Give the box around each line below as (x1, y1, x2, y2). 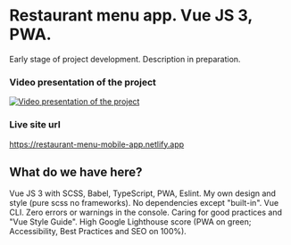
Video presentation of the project (9, 76, 156, 88)
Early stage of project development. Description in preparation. (9, 53, 241, 64)
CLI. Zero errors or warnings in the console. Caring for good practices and (9, 207, 283, 218)
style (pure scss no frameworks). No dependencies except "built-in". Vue (9, 198, 279, 208)
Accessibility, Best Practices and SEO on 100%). (9, 226, 187, 237)
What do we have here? (9, 164, 143, 179)
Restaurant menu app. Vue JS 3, (9, 5, 253, 26)
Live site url (9, 118, 61, 131)
